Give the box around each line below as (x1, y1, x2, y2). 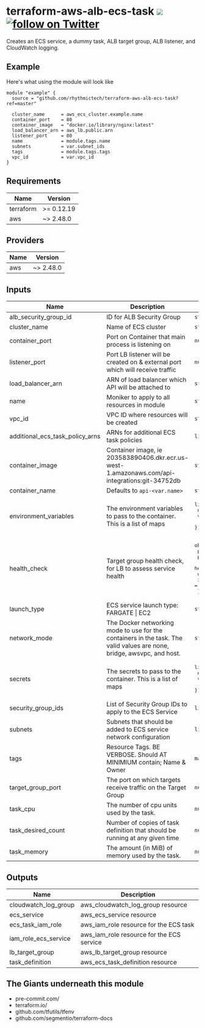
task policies (106, 436, 143, 445)
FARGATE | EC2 (106, 608, 151, 617)
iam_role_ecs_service (9, 934, 71, 942)
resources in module (106, 401, 165, 409)
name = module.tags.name (12, 138, 111, 144)
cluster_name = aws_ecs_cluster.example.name (12, 111, 143, 117)
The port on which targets (106, 775, 181, 784)
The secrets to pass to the (106, 667, 181, 675)
